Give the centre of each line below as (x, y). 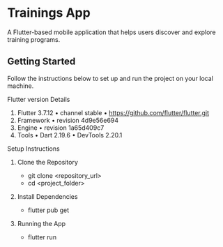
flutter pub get (48, 210)
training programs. (34, 39)
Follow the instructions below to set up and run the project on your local (110, 78)
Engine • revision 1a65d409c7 (61, 128)
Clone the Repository (48, 162)
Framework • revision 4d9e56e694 (68, 120)
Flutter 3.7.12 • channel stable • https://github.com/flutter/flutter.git (113, 112)
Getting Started (41, 62)
